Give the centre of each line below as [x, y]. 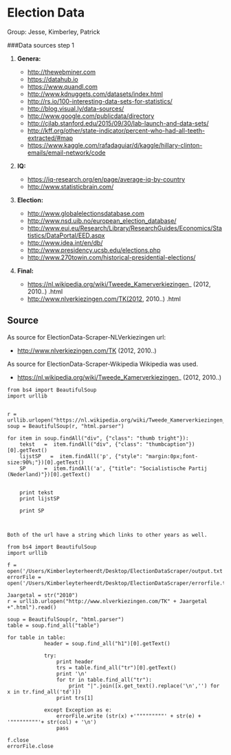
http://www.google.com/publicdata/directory [91, 116]
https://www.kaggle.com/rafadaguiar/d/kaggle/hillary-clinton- [115, 145]
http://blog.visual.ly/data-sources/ [76, 108]
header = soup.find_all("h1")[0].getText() [107, 643]
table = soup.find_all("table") [53, 625]
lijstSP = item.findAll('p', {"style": [81, 456]
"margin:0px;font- [172, 456]
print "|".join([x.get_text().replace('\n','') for [144, 686]
